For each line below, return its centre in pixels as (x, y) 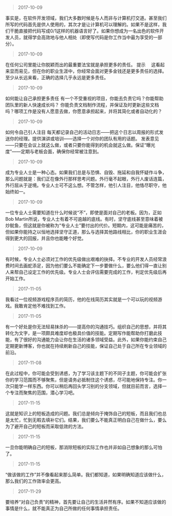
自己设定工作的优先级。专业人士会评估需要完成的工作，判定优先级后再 (93, 272)
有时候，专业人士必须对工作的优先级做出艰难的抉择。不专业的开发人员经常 (84, 259)
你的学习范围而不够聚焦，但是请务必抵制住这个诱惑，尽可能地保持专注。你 (84, 380)
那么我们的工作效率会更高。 (35, 481)
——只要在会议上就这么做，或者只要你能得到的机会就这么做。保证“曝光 (80, 145)
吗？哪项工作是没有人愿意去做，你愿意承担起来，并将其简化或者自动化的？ (84, 111)
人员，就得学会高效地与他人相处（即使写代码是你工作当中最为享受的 (81, 37)
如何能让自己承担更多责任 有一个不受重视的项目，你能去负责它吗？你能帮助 (84, 98)
